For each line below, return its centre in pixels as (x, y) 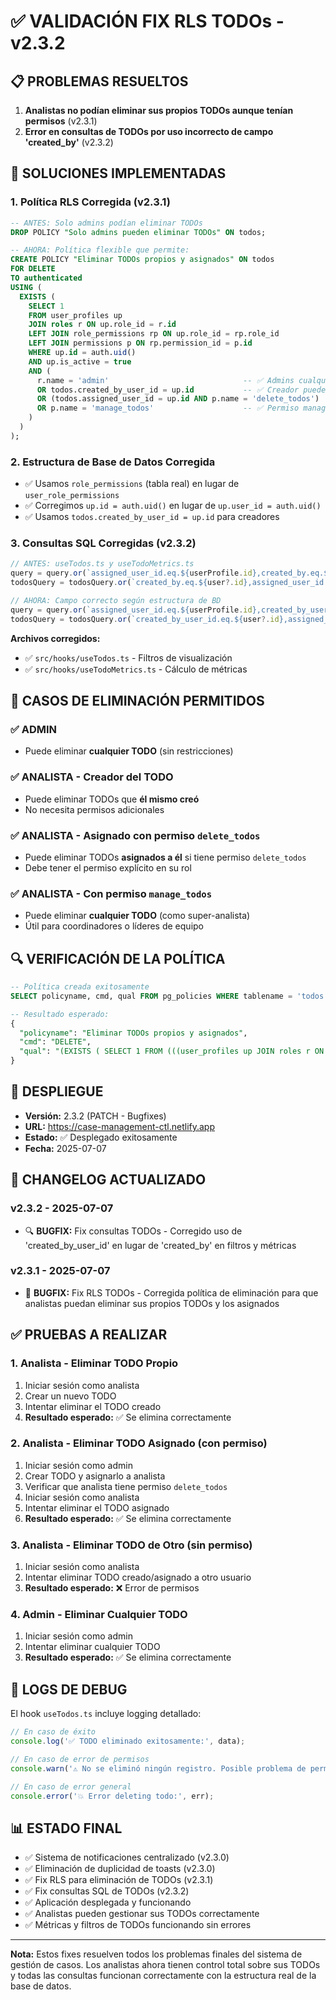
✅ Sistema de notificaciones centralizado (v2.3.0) (127, 1857)
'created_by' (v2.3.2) (69, 142)
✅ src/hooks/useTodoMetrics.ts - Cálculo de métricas (136, 669)
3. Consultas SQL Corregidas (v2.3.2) (103, 543)
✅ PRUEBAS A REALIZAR (89, 1335)
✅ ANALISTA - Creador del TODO (92, 777)
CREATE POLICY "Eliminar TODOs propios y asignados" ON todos (142, 260)
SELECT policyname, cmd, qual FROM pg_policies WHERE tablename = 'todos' (169, 996)
